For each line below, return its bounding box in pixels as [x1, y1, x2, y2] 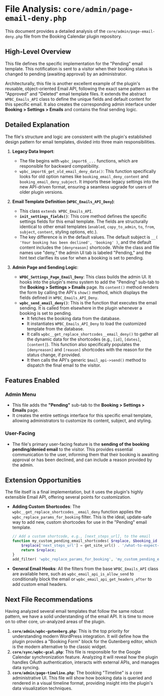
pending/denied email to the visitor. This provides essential [12, 446, 133, 452]
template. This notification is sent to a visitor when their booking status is [5, 66, 153, 71]
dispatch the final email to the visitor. [26, 362, 101, 368]
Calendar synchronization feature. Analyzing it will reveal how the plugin [12, 654, 158, 660]
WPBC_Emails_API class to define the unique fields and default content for [5, 96, 151, 102]
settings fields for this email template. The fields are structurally [19, 218, 148, 224]
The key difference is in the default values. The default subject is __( [19, 234, 158, 240]
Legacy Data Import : [12, 148, 55, 154]
